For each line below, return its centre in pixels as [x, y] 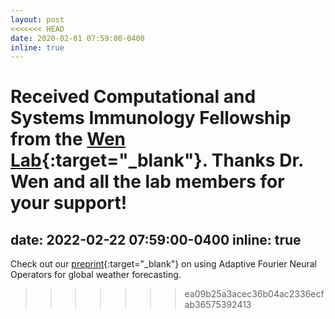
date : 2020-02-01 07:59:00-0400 [77, 38]
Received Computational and [133, 97]
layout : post [37, 19]
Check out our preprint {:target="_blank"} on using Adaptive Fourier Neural [163, 264]
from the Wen [68, 139]
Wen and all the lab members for [147, 182]
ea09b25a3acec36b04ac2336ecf [254, 294]
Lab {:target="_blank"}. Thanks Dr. [157, 160]
